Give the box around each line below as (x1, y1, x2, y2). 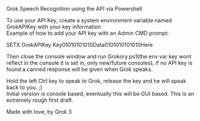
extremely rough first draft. (6, 96, 74, 104)
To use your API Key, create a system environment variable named (6, 17, 172, 23)
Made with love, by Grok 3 (6, 108, 72, 115)
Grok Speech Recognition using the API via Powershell (6, 5, 142, 12)
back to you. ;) (6, 84, 42, 91)
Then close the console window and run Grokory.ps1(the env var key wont (6, 53, 192, 60)
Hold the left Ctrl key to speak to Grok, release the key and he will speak (6, 78, 187, 84)
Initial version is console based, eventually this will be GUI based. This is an (6, 90, 195, 97)
